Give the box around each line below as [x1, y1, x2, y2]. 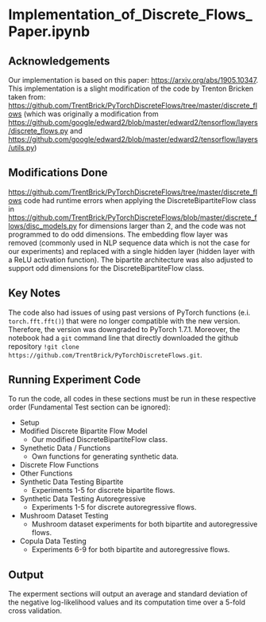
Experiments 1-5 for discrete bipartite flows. [31, 486, 175, 495]
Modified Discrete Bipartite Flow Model [19, 426, 148, 436]
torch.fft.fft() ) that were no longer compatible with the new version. [8, 316, 241, 326]
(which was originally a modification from [23, 109, 159, 119]
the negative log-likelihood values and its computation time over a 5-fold [8, 597, 246, 607]
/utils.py [8, 143, 35, 152]
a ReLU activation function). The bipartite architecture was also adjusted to [8, 255, 253, 264]
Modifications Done [8, 166, 109, 180]
